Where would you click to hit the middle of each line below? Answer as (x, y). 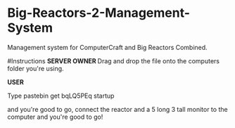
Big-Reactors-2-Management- (99, 13)
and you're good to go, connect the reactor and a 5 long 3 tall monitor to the (118, 109)
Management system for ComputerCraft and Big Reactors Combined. (107, 47)
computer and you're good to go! (55, 117)
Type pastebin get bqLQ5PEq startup (61, 96)
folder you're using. (36, 68)
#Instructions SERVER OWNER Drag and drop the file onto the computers (114, 60)
